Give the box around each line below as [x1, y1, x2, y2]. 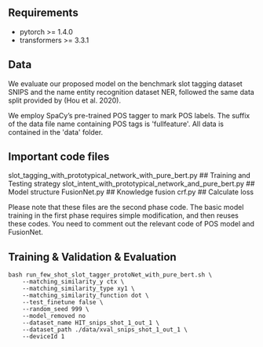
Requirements [8, 6, 79, 20]
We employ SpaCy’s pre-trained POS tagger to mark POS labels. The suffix [8, 110, 250, 120]
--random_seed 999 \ [22, 305, 89, 313]
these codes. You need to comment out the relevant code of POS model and [8, 219, 255, 229]
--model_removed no [22, 313, 86, 320]
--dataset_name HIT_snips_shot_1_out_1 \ [22, 319, 159, 327]
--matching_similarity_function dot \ [22, 291, 149, 300]
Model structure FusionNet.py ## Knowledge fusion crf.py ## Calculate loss [8, 187, 254, 197]
